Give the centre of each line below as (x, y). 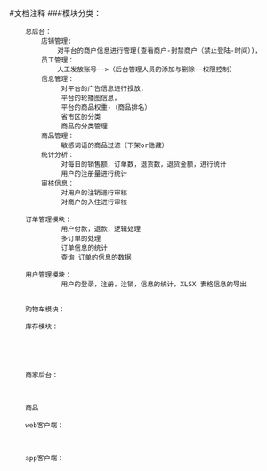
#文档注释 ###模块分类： (56, 13)
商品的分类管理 (85, 127)
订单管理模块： (49, 219)
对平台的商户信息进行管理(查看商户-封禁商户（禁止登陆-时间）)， (159, 51)
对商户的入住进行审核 (94, 202)
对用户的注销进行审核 (94, 193)
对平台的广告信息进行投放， (104, 88)
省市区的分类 (81, 117)
